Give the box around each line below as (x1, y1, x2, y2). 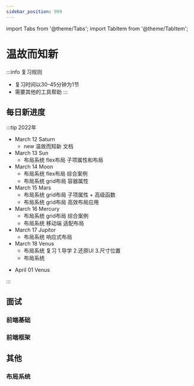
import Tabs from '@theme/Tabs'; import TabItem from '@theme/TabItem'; (6, 25, 189, 32)
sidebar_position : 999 (6, 8, 62, 15)
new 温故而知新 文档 (23, 143, 74, 150)
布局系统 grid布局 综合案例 (23, 213, 89, 220)
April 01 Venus (14, 266, 50, 274)
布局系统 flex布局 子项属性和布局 (23, 156, 104, 163)
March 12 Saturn (14, 136, 55, 143)
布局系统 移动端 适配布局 (23, 220, 84, 227)
